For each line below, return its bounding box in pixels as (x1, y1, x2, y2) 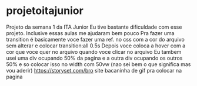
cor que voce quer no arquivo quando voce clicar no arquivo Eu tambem (6, 48, 182, 55)
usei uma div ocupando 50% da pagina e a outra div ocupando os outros (6, 54, 183, 61)
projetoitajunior (6, 4, 84, 18)
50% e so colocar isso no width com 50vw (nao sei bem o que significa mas (6, 60, 191, 68)
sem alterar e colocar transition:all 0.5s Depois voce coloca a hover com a (6, 42, 186, 49)
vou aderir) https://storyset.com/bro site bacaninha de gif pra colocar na (6, 67, 182, 74)
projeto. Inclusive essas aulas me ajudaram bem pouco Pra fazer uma (6, 29, 175, 36)
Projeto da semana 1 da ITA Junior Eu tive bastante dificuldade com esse (6, 23, 182, 30)
